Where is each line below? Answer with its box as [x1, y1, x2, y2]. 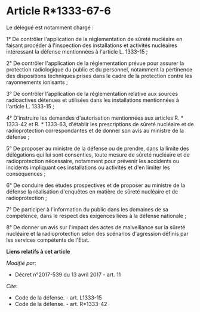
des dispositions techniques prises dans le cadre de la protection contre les [6, 72, 192, 79]
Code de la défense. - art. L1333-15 [14, 294, 103, 301]
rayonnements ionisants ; [6, 79, 69, 86]
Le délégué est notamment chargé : [6, 24, 94, 31]
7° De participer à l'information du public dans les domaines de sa [6, 205, 169, 213]
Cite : [6, 282, 18, 289]
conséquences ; [6, 170, 46, 177]
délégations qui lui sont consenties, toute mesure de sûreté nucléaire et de [6, 151, 190, 158]
